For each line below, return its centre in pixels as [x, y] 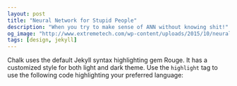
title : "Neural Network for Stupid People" [72, 20]
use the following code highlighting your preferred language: [95, 75]
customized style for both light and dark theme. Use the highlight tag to [113, 68]
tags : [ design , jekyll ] [42, 40]
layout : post [26, 14]
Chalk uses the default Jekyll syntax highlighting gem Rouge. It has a [108, 60]
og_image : [22, 33]
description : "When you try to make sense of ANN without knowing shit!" [118, 27]
